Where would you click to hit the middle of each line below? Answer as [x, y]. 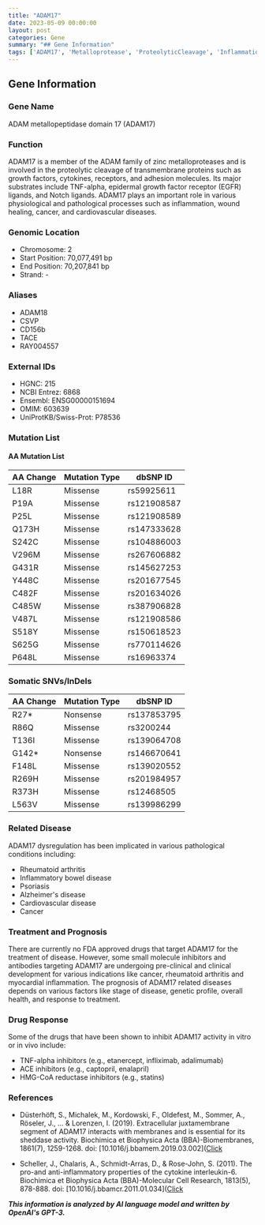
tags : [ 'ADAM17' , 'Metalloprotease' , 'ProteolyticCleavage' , [111, 52]
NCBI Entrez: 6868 [50, 392]
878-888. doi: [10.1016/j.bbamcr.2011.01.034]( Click [101, 1189]
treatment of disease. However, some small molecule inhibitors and [117, 957]
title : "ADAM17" [35, 15]
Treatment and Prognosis [58, 931]
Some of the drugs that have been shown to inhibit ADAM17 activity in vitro [130, 1037]
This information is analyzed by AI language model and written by [119, 1204]
